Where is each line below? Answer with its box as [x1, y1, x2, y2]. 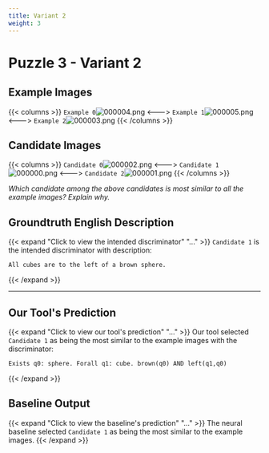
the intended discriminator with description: [8, 245, 152, 255]
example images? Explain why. [8, 192, 110, 202]
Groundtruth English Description [8, 216, 175, 229]
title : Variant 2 [8, 11, 66, 20]
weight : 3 [8, 19, 42, 27]
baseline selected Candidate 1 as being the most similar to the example [8, 427, 243, 436]
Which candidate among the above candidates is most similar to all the [8, 184, 244, 193]
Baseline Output [8, 397, 90, 411]
